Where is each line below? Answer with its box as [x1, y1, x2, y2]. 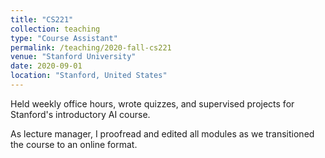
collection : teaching [10, 24, 101, 34]
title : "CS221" [10, 14, 74, 25]
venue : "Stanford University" [10, 52, 137, 62]
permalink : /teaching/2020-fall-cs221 [10, 42, 172, 53]
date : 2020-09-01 [10, 61, 83, 71]
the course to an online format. [10, 138, 138, 150]
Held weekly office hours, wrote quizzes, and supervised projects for [10, 97, 295, 110]
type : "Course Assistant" [10, 33, 118, 43]
